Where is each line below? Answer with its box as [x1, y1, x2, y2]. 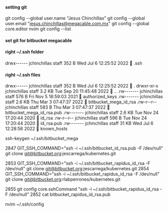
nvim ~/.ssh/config [5, 201, 44, 207]
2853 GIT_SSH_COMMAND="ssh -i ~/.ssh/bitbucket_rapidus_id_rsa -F [5, 160, 150, 166]
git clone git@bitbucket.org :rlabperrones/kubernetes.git [5, 176, 121, 182]
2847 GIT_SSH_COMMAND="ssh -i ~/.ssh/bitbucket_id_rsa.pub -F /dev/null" [5, 145, 163, 151]
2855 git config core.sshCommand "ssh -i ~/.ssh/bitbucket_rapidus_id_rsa [5, 186, 159, 192]
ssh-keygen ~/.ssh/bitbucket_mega [5, 135, 79, 142]
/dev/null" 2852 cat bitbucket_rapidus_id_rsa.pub [9, 191, 111, 197]
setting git [5, 4, 27, 10]
